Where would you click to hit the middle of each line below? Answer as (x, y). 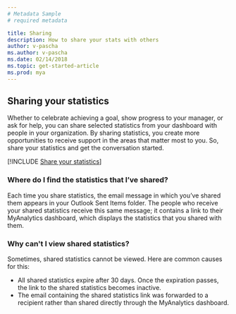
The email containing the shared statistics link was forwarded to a (113, 295)
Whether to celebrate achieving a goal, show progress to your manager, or (115, 118)
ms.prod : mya (26, 72)
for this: (19, 267)
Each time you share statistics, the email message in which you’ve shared (114, 195)
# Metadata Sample (34, 14)
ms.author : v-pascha (38, 53)
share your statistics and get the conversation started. (86, 148)
